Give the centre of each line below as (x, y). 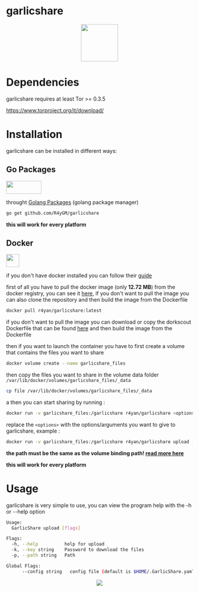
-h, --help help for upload (58, 544)
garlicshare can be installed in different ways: (62, 151)
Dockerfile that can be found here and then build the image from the (89, 328)
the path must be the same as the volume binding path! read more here (95, 453)
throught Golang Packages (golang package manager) (73, 202)
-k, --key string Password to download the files (78, 550)
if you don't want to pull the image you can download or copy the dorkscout (99, 322)
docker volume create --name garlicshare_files (66, 364)
